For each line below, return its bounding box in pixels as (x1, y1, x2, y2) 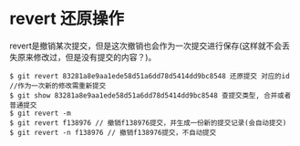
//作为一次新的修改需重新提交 (9, 81, 107, 90)
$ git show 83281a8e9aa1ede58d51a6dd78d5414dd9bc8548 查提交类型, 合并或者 (9, 90, 292, 100)
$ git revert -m (9, 109, 71, 118)
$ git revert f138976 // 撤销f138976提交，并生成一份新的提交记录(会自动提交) (9, 118, 287, 128)
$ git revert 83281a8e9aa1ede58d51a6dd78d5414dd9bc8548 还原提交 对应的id (9, 71, 290, 80)
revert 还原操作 (9, 8, 125, 29)
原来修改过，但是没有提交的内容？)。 (16, 51, 157, 62)
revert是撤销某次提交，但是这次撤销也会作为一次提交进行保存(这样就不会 (9, 40, 283, 51)
